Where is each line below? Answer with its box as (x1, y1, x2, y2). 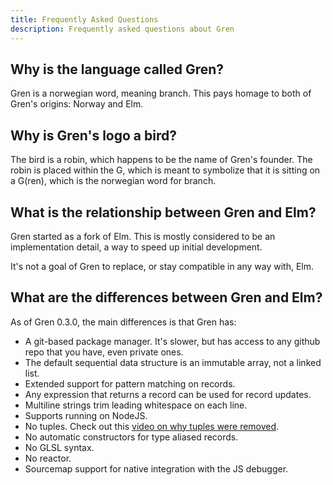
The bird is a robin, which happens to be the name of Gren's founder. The (10, 154, 313, 166)
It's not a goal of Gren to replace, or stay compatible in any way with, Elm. (10, 260, 315, 272)
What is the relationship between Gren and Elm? (10, 204, 317, 221)
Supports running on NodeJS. (24, 409, 148, 421)
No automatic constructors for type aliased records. (24, 431, 239, 443)
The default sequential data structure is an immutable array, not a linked (24, 356, 322, 368)
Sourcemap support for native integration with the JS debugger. (24, 462, 289, 475)
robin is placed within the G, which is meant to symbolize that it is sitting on (10, 164, 321, 176)
